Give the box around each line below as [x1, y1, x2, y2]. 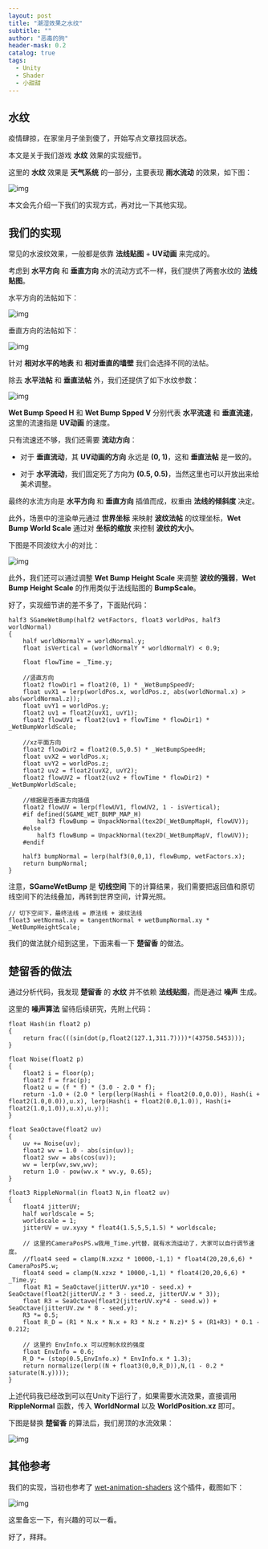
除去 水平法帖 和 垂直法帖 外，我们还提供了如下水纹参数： [8, 375, 199, 385]
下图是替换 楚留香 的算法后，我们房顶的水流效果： [8, 1418, 174, 1428]
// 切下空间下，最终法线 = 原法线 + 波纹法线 [8, 909, 143, 918]
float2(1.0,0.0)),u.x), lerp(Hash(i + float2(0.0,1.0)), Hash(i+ [8, 1097, 231, 1105]
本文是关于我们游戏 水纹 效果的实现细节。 [8, 150, 146, 161]
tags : [8, 57, 26, 65]
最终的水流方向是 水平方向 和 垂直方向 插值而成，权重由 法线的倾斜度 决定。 [8, 496, 259, 506]
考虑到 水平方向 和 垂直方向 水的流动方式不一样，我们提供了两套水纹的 [8, 266, 242, 275]
